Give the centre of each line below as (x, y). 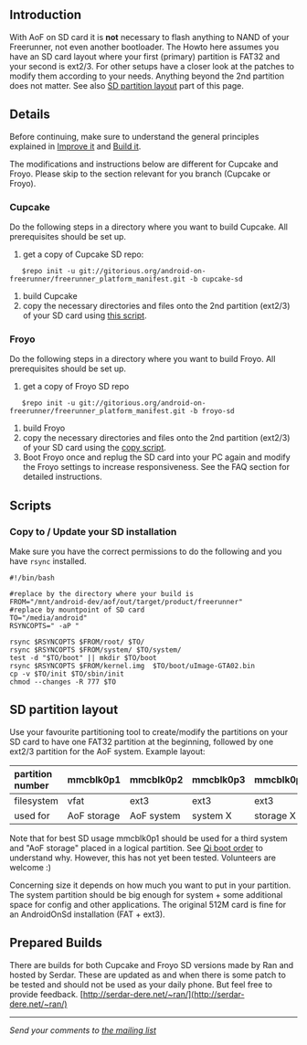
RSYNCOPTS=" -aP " (44, 625)
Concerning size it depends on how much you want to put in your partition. (150, 885)
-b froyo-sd (212, 411)
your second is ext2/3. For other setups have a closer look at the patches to (152, 66)
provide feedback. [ (47, 994)
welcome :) (31, 867)
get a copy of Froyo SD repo (76, 387)
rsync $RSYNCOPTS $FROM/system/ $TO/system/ (95, 650)
